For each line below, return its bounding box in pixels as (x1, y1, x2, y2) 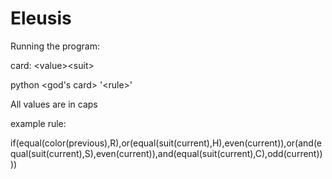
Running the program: (10, 40, 100, 52)
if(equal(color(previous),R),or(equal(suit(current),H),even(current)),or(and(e (10, 137, 322, 149)
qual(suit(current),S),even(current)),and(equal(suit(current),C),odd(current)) (10, 147, 323, 159)
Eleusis (10, 7, 72, 30)
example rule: (10, 117, 67, 129)
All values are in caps (10, 98, 98, 110)
